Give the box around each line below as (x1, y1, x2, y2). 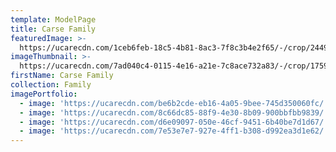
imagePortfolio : (10, 89, 78, 99)
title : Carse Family (10, 24, 97, 34)
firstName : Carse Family (10, 71, 114, 81)
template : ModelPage (10, 14, 97, 25)
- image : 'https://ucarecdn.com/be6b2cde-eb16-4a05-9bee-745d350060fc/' (19, 98, 329, 108)
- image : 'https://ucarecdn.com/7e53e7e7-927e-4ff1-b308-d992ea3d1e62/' (19, 126, 329, 136)
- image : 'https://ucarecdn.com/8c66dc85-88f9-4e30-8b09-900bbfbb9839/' (19, 107, 329, 118)
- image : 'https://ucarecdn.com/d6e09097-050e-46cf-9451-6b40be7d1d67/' (19, 117, 329, 127)
